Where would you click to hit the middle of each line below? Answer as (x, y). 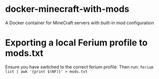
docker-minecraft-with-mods (67, 9)
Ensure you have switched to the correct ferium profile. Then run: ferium (79, 67)
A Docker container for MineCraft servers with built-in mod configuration (79, 23)
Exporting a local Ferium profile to (77, 43)
